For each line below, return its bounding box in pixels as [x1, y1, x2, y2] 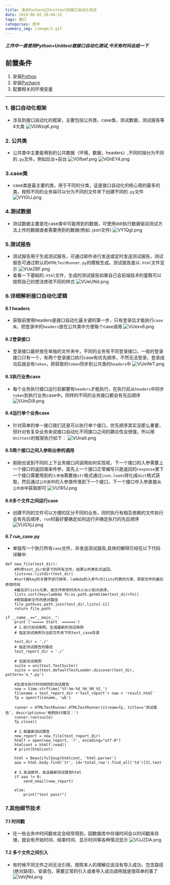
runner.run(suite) [14, 715, 53, 720]
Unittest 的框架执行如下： [12, 435, 67, 441]
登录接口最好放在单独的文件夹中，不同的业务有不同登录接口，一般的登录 [12, 348, 163, 355]
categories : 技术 [5, 21, 40, 27]
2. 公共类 [5, 137, 27, 144]
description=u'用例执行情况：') [16, 710, 79, 716]
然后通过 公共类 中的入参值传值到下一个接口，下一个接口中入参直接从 [21, 478, 162, 484]
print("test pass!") [23, 792, 67, 797]
